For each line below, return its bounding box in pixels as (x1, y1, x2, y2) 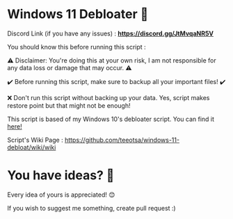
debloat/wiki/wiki (7, 143, 56, 152)
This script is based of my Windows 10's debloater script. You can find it (7, 115, 214, 123)
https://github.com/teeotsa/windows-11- (65, 136, 179, 144)
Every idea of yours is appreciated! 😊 (7, 190, 115, 199)
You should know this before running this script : (7, 42, 146, 51)
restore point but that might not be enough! (7, 101, 131, 110)
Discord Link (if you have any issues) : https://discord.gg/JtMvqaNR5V (7, 29, 214, 38)
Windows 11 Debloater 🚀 (7, 6, 149, 22)
